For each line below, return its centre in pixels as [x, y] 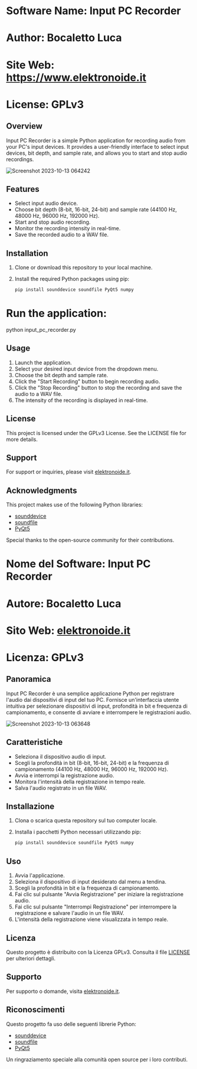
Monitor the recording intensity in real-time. [68, 228]
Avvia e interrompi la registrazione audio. [64, 775]
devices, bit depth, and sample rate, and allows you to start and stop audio [97, 153]
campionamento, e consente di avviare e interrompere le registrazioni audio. [99, 712]
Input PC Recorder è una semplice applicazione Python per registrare [91, 693]
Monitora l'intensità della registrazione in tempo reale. [80, 782]
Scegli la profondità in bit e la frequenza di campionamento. [87, 888]
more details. [22, 439]
